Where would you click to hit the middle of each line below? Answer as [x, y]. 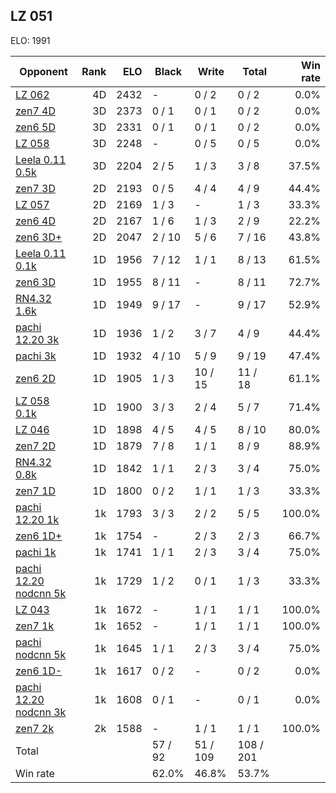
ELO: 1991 [30, 40]
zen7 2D [35, 446]
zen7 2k [35, 728]
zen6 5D [35, 127]
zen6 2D [35, 378]
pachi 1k [36, 552]
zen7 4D [35, 111]
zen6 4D [35, 221]
